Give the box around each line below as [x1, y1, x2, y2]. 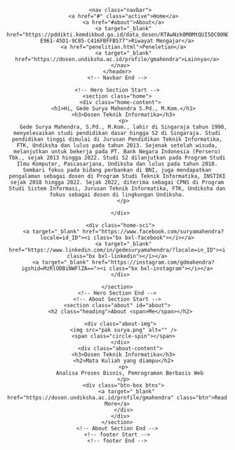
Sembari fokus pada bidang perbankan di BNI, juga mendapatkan [22, 167, 212, 174]
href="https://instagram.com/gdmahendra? [91, 259, 215, 266]
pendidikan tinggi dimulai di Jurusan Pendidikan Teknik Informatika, [12, 136, 222, 143]
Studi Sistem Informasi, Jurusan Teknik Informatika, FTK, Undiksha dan [8, 185, 226, 192]
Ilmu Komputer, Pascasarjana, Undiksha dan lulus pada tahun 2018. [16, 160, 218, 167]
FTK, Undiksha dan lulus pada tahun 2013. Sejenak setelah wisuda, [16, 142, 218, 149]
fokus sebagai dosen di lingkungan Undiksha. [49, 191, 185, 198]
